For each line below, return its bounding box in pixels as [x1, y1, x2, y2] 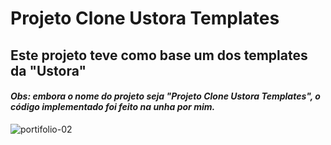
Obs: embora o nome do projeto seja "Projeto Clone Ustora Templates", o [10, 90, 321, 102]
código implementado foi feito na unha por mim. [10, 101, 216, 113]
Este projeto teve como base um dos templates [10, 47, 308, 64]
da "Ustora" [10, 62, 87, 79]
